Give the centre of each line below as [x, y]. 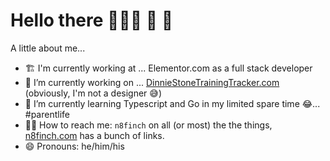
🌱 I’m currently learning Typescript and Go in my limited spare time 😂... [172, 103]
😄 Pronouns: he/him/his [74, 146]
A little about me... [48, 48]
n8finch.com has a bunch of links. [94, 135]
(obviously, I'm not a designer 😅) [93, 93]
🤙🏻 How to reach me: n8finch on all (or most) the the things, [148, 125]
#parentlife [47, 114]
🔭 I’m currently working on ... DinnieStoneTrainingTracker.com [152, 82]
